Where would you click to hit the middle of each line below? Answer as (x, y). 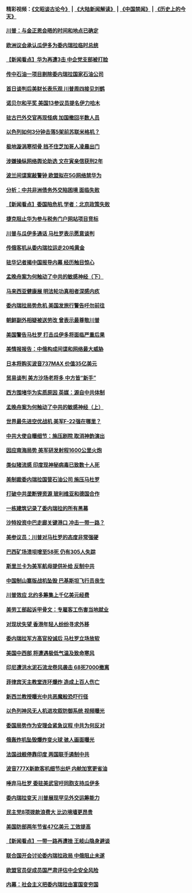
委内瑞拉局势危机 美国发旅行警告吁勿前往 (56, 306)
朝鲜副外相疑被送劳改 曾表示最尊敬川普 (53, 320)
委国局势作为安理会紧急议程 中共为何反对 (56, 725)
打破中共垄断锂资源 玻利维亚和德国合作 (53, 494)
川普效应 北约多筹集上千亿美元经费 (48, 595)
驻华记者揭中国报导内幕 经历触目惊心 (50, 262)
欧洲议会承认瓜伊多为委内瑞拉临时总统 (52, 45)
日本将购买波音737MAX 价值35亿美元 (52, 363)
